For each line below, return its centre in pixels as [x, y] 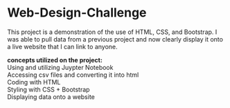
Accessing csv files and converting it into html [73, 75]
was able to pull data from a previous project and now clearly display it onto [115, 39]
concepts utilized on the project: [55, 60]
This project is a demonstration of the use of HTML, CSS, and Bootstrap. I [112, 32]
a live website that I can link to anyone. [62, 46]
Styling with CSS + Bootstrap [48, 89]
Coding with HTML [34, 82]
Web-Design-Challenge [77, 13]
